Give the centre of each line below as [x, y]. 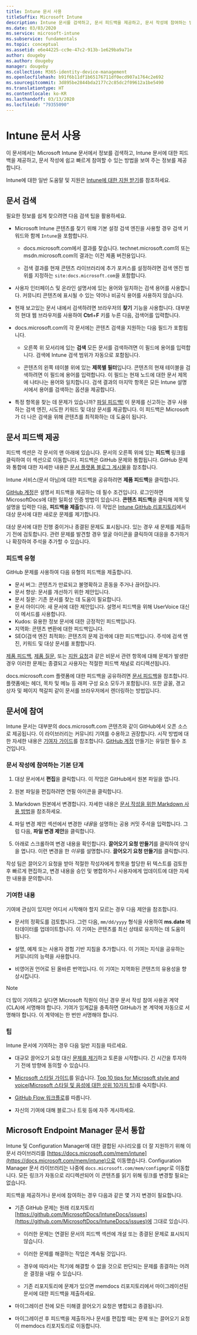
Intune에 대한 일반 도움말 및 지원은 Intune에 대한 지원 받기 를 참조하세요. [89, 180]
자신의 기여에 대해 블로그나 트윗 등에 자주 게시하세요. [75, 1110]
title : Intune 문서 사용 [34, 11]
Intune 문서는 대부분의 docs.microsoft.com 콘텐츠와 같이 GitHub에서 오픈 [91, 726]
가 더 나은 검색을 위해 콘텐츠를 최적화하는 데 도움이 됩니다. [81, 417]
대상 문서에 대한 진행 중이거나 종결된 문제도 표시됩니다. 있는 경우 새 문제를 [90, 527]
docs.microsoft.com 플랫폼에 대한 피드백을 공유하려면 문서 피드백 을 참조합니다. [97, 676]
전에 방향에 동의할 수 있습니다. [55, 1065]
